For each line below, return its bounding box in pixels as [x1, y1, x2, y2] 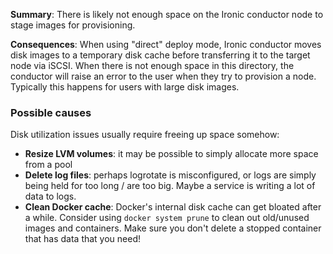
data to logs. [24, 190, 77, 203]
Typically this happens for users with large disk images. [10, 81, 240, 93]
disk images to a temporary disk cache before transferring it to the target [10, 49, 311, 61]
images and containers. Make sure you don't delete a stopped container [24, 222, 322, 234]
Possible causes [10, 105, 92, 119]
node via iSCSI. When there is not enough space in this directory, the [10, 60, 295, 71]
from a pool [24, 159, 73, 171]
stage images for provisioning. [10, 19, 136, 31]
